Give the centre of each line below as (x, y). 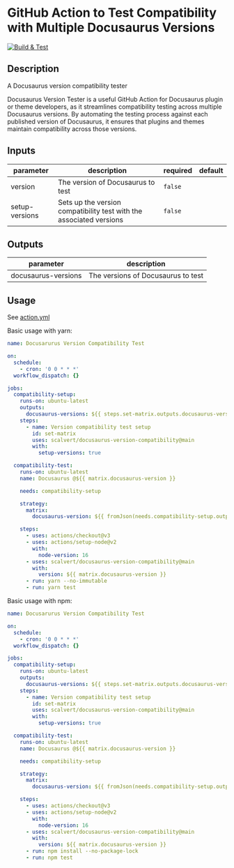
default (211, 170)
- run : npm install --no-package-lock (82, 851)
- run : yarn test (51, 588)
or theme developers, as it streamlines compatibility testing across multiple (115, 107)
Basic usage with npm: (40, 601)
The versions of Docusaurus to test (146, 275)
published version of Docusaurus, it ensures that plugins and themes (106, 121)
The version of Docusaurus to (107, 182)
